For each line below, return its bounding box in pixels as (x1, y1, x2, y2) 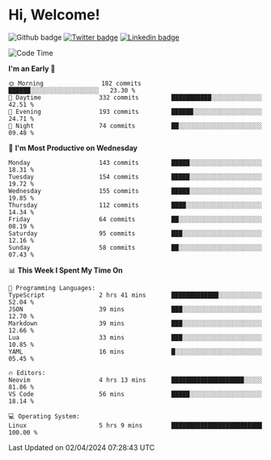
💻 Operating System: (8, 412, 81, 420)
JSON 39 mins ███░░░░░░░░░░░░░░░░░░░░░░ (8, 305, 263, 313)
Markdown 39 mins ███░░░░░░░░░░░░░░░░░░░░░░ (8, 319, 263, 327)
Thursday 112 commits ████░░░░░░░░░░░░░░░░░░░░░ (8, 200, 263, 209)
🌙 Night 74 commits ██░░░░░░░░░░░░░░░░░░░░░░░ (8, 121, 263, 130)
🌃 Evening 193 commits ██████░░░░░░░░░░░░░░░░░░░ (8, 108, 263, 116)
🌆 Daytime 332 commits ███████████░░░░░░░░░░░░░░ (8, 93, 263, 102)
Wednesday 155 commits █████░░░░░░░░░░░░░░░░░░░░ (8, 187, 263, 195)
